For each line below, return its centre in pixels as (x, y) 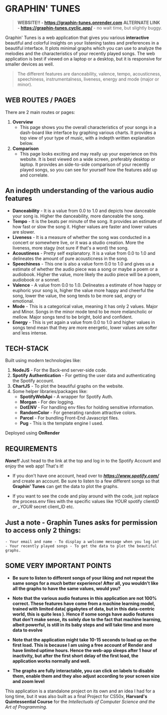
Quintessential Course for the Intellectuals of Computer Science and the (80, 701)
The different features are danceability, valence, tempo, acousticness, (89, 73)
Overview (23, 122)
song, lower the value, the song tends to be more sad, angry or (77, 295)
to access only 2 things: (43, 530)
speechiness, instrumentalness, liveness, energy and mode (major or (88, 79)
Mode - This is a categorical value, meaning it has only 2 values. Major (85, 306)
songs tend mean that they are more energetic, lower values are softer (84, 327)
